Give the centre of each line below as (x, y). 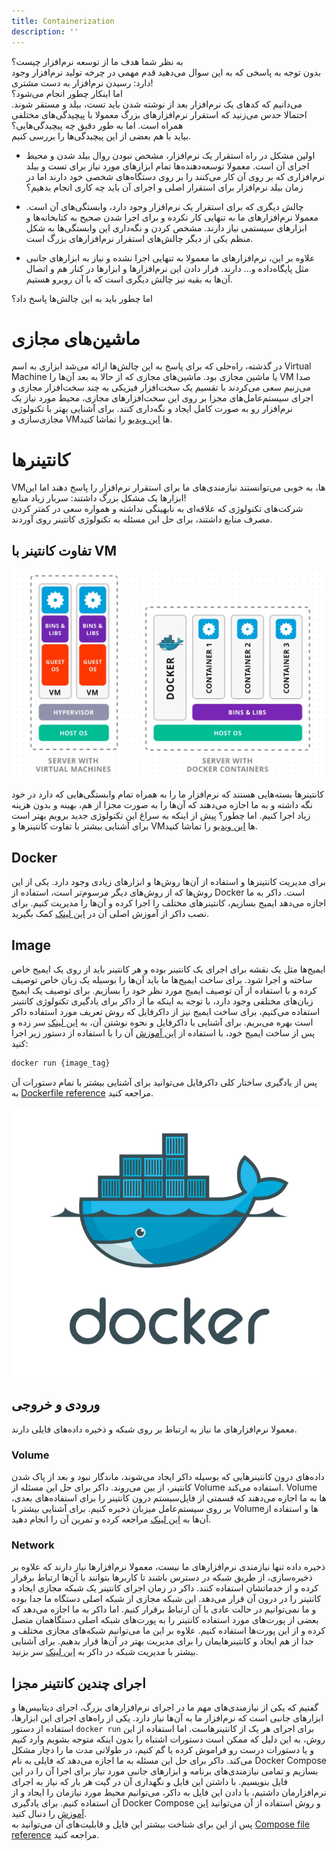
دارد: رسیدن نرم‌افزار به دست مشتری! (82, 82)
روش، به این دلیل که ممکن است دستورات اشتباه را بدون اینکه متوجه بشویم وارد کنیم (168, 1739)
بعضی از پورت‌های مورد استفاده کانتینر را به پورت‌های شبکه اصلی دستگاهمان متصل (165, 1620)
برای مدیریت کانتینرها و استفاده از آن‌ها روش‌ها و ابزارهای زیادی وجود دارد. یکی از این (168, 882)
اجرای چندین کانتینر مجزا (78, 1683)
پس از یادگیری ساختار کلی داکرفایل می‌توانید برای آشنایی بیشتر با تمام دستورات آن (164, 1082)
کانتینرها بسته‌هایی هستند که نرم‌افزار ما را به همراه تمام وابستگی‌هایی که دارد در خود (167, 794)
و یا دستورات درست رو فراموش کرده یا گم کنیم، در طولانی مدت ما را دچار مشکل (162, 1750)
